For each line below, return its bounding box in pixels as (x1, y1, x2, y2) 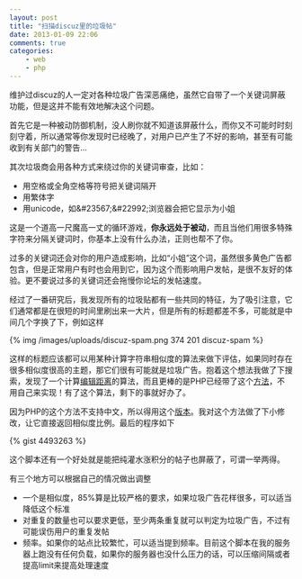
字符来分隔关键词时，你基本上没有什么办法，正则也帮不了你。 (9, 233, 238, 244)
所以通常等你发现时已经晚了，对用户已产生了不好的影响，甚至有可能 (40, 131, 293, 141)
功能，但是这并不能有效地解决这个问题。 (9, 100, 159, 111)
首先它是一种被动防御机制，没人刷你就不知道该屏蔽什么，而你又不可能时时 (9, 119, 285, 131)
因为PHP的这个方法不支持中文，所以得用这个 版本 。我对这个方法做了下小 (9, 406, 278, 417)
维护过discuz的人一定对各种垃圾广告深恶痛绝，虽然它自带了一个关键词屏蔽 (9, 89, 286, 100)
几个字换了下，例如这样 (16, 316, 104, 327)
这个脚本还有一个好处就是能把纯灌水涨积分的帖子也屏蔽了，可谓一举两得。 (9, 454, 285, 465)
